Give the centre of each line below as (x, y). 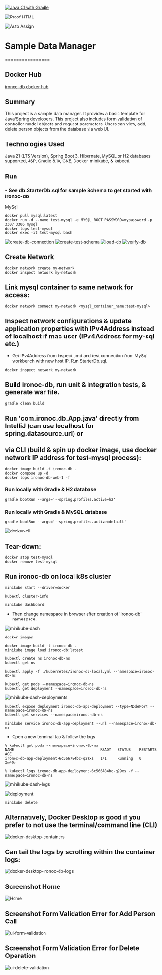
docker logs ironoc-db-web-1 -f (37, 477)
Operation (21, 956)
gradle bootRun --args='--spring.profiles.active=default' (66, 522)
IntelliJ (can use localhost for (50, 426)
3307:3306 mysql (21, 224)
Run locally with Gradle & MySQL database (56, 512)
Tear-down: (23, 546)
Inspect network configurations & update (68, 321)
